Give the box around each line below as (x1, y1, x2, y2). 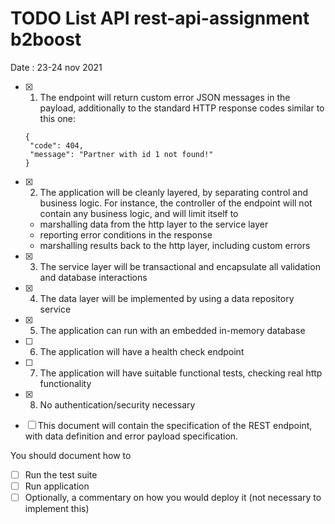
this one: (39, 112, 77, 124)
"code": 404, (29, 140, 84, 151)
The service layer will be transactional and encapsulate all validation (39, 260, 321, 272)
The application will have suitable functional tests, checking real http (39, 367, 323, 379)
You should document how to (10, 449, 132, 461)
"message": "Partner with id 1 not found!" (29, 149, 214, 159)
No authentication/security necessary (39, 398, 196, 411)
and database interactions (39, 271, 148, 283)
